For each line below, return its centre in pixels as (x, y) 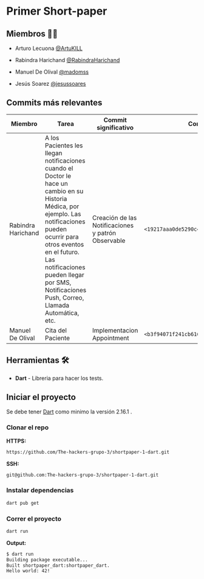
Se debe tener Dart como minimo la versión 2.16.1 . (69, 412)
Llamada (57, 305)
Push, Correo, (64, 298)
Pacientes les (64, 146)
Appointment (110, 338)
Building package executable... (47, 560)
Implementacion (115, 330)
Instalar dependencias (40, 490)
